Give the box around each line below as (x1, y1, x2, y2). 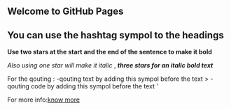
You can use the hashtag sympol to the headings (7, 29, 224, 41)
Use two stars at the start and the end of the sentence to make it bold (7, 48, 212, 56)
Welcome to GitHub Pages (7, 6, 124, 17)
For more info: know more (7, 95, 80, 104)
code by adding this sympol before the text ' (31, 82, 159, 91)
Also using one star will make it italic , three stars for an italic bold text (7, 61, 213, 70)
